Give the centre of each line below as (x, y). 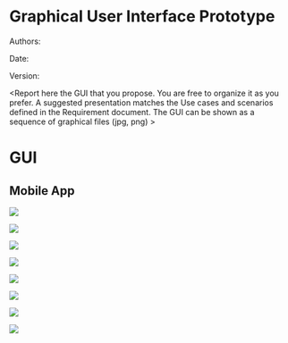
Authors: (25, 41)
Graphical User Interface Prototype (142, 17)
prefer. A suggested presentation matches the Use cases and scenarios (141, 102)
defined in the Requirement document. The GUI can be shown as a (132, 112)
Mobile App (42, 191)
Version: (25, 75)
